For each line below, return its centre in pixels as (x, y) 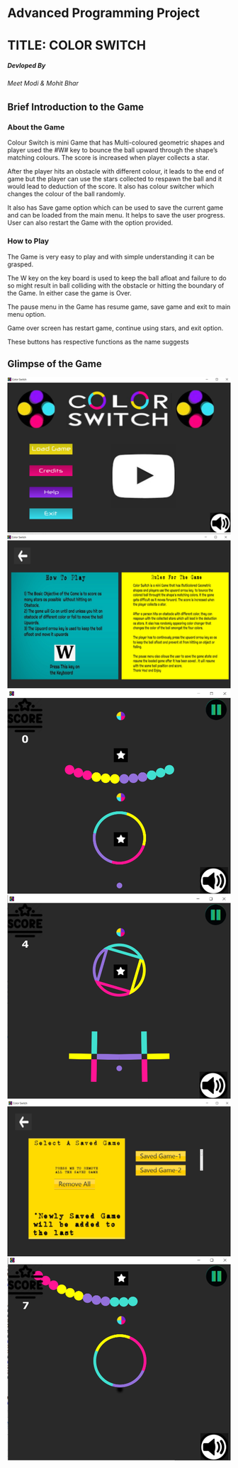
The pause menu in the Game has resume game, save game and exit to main (119, 307)
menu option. (27, 314)
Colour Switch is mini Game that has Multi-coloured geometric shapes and (116, 142)
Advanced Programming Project (104, 13)
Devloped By (27, 65)
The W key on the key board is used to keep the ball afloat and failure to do (117, 278)
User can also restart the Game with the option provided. (90, 223)
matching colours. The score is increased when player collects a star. (109, 158)
